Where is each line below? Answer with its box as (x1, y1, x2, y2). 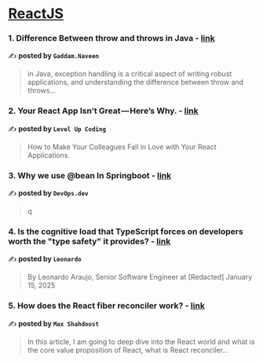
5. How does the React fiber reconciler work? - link (8, 300, 206, 311)
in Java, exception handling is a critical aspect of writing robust (27, 69, 232, 79)
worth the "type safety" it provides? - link (8, 236, 171, 247)
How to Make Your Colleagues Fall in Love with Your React (27, 142, 217, 152)
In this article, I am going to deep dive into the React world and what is (27, 337, 255, 346)
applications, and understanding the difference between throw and (27, 78, 244, 87)
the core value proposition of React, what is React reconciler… (27, 345, 229, 354)
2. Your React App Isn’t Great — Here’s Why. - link (8, 105, 199, 116)
